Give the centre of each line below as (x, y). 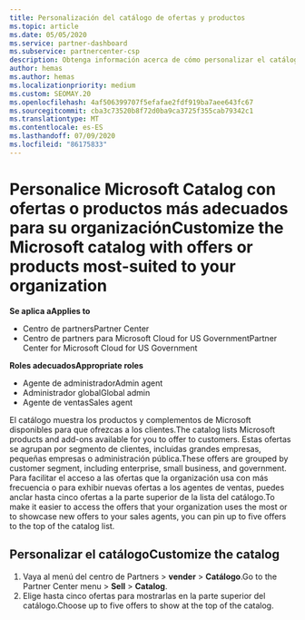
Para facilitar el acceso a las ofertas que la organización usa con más (139, 477)
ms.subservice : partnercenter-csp (75, 52)
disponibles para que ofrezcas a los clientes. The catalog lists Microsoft (142, 429)
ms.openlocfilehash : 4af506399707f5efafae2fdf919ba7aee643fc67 (132, 102)
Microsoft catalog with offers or (131, 247)
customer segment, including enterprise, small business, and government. (148, 467)
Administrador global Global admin (86, 392)
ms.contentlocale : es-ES (56, 128)
